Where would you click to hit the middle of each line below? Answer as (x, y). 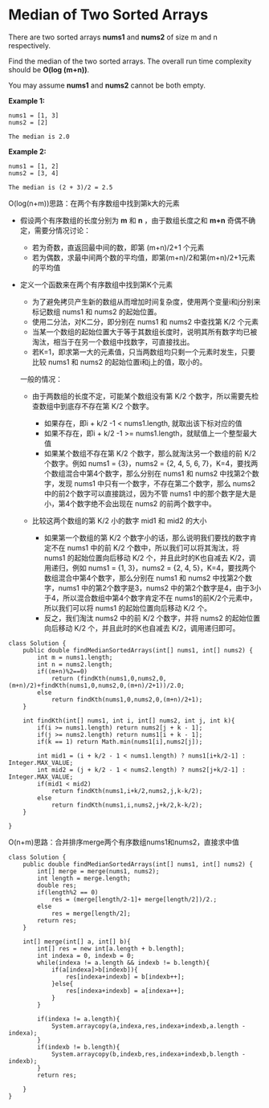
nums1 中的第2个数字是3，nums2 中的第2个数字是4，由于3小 (160, 587)
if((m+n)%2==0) (63, 671)
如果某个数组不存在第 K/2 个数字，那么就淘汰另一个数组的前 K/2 (150, 453)
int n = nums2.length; (75, 664)
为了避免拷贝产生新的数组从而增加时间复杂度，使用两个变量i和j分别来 (146, 301)
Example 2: (27, 151)
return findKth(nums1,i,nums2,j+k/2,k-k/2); (127, 805)
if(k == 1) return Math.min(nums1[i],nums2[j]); (120, 742)
